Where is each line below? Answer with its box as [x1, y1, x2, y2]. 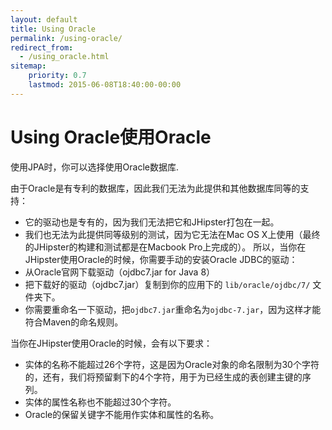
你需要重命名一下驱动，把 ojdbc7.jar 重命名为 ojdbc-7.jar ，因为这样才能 [24, 303, 322, 315]
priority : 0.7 [28, 71, 87, 81]
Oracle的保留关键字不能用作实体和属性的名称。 [24, 408, 220, 420]
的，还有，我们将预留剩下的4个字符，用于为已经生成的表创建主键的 [24, 371, 303, 383]
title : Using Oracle [10, 24, 97, 34]
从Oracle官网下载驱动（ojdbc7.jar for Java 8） [24, 266, 216, 278]
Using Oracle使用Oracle [10, 126, 212, 148]
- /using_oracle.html [19, 52, 110, 62]
